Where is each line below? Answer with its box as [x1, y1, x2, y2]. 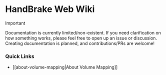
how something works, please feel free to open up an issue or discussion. [5, 35, 157, 41]
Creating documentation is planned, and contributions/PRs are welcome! [5, 40, 155, 46]
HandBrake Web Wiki [5, 3, 95, 15]
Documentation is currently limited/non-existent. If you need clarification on [5, 29, 161, 35]
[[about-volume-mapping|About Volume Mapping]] [12, 64, 118, 70]
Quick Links [5, 52, 34, 59]
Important [5, 20, 25, 26]
